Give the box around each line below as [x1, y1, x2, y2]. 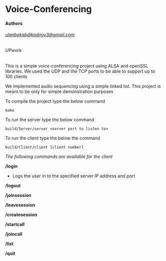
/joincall [5, 231, 22, 237]
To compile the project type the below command [5, 98, 105, 104]
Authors [5, 20, 23, 26]
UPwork [5, 47, 22, 53]
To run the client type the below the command [5, 135, 100, 141]
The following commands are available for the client [5, 153, 113, 159]
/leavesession [5, 201, 35, 208]
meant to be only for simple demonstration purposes [5, 88, 113, 94]
